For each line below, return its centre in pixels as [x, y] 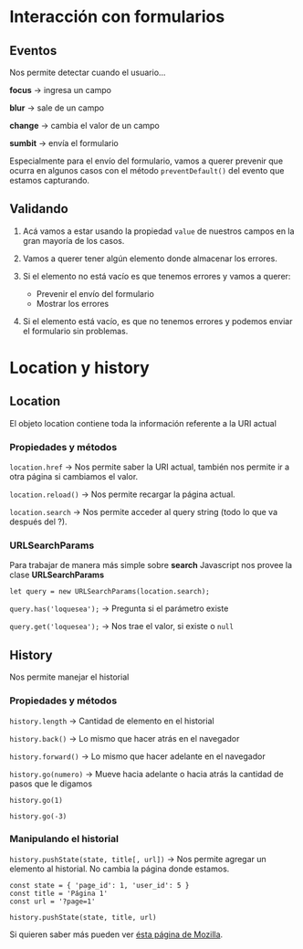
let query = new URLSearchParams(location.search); [110, 592]
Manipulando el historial [64, 839]
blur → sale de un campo [57, 108]
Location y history [80, 368]
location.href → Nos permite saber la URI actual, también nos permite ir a [150, 467]
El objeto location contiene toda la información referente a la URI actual [143, 423]
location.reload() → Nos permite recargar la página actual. [122, 494]
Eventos [33, 51]
